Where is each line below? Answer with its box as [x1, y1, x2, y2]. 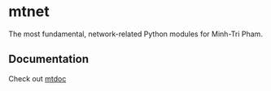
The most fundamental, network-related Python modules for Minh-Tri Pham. [8, 29, 263, 39]
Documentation [8, 52, 90, 66]
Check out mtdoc [8, 73, 67, 83]
